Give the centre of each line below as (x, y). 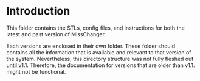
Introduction (38, 11)
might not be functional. (36, 71)
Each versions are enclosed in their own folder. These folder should (91, 46)
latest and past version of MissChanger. (56, 34)
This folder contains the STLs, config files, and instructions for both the (96, 28)
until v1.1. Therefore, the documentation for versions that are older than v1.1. (101, 65)
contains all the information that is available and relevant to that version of (99, 52)
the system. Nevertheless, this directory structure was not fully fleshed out (100, 59)
